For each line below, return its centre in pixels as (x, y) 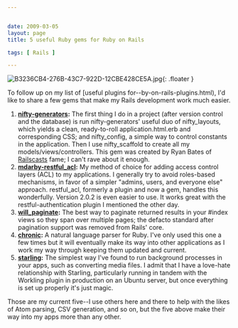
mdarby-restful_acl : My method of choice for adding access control (118, 167)
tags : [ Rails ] (31, 53)
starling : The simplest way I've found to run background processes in (120, 258)
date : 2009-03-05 (33, 26)
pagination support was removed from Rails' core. (91, 228)
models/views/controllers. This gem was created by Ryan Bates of (114, 152)
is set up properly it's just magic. (65, 288)
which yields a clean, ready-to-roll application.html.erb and (104, 129)
